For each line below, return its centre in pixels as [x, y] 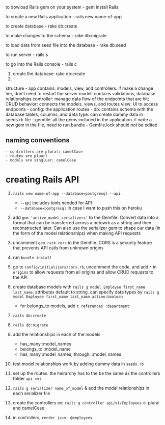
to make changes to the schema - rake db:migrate [56, 36]
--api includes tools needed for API [56, 203]
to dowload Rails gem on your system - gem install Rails [62, 7]
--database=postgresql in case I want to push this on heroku [81, 208]
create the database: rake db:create [49, 74]
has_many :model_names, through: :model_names [71, 354]
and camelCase [28, 408]
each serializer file [31, 393]
